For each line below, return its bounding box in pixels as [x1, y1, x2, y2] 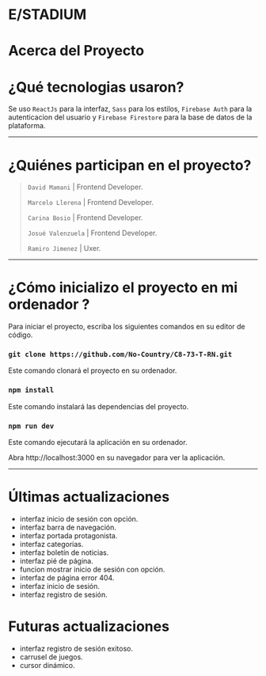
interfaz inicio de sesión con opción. [19, 515, 139, 524]
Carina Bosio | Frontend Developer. [27, 213, 143, 222]
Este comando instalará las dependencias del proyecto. [8, 401, 189, 411]
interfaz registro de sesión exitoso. [19, 644, 133, 653]
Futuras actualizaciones [8, 617, 170, 636]
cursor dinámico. [19, 660, 75, 670]
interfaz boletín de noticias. [19, 548, 109, 557]
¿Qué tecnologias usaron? [8, 78, 184, 96]
